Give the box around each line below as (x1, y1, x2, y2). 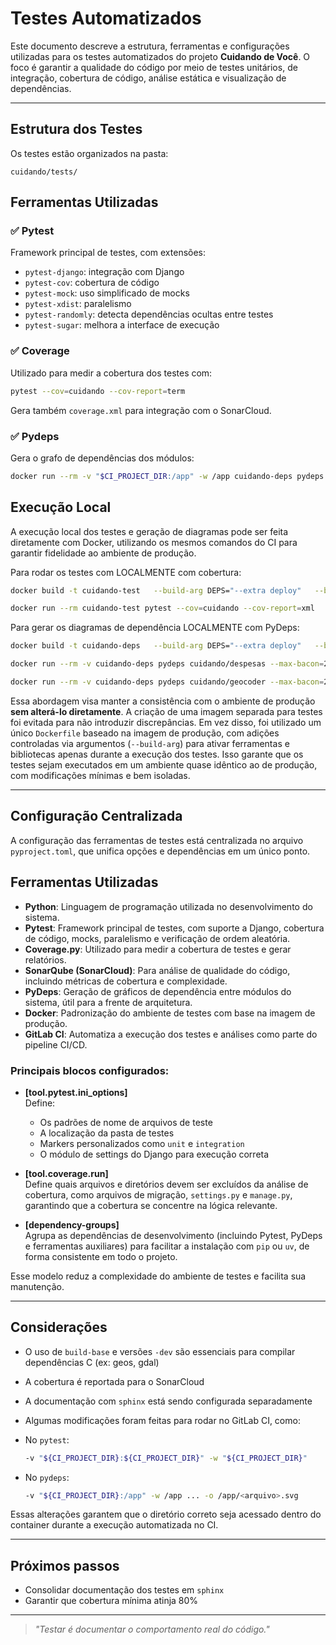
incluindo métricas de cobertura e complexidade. (24, 975, 228, 987)
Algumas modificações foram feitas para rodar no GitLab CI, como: (24, 1414, 301, 1426)
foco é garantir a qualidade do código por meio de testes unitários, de (10, 61, 298, 73)
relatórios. (24, 953, 67, 966)
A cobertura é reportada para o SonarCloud (24, 1375, 205, 1387)
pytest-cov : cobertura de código (24, 277, 160, 289)
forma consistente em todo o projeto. (24, 1250, 178, 1262)
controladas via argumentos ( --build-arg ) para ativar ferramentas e (10, 737, 290, 749)
